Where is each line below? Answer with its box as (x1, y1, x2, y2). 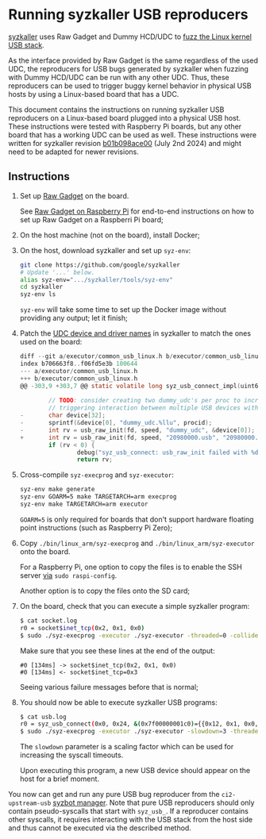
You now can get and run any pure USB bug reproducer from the (8, 790, 220, 799)
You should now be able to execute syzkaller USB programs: (19, 697, 218, 707)
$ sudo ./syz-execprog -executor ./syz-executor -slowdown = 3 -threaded (19, 728, 262, 736)
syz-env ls (19, 291, 56, 298)
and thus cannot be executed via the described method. (8, 823, 192, 833)
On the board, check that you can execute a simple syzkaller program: (19, 601, 250, 610)
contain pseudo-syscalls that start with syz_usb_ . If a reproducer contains (8, 806, 249, 816)
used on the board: (19, 337, 83, 347)
